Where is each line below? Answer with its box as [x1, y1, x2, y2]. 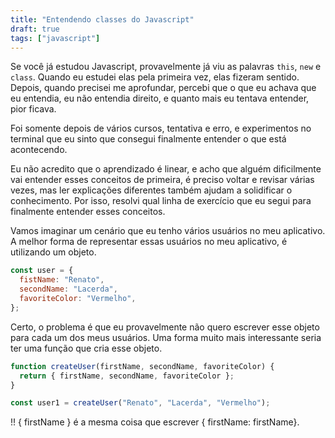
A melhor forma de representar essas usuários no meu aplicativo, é [10, 236, 288, 248]
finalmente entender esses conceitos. [10, 206, 166, 218]
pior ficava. [10, 103, 57, 115]
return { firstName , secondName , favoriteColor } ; [19, 371, 235, 381]
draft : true [10, 24, 60, 34]
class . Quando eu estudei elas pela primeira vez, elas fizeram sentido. [10, 71, 300, 83]
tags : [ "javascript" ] [10, 33, 101, 43]
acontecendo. [10, 144, 68, 156]
